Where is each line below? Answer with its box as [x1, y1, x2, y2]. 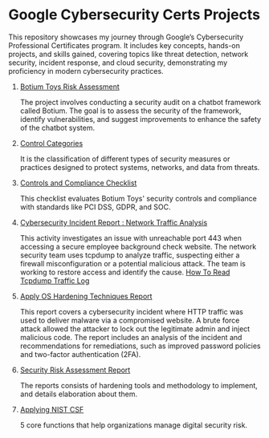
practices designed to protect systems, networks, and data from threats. [19, 162, 260, 172]
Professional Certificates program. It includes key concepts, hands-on [8, 40, 241, 50]
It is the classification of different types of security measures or [19, 154, 230, 164]
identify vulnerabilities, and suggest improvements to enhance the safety [19, 114, 262, 124]
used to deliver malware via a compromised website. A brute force [19, 315, 240, 325]
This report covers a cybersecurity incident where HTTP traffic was [19, 306, 243, 316]
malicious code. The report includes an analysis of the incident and [19, 332, 243, 342]
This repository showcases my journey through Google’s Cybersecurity [8, 32, 244, 42]
